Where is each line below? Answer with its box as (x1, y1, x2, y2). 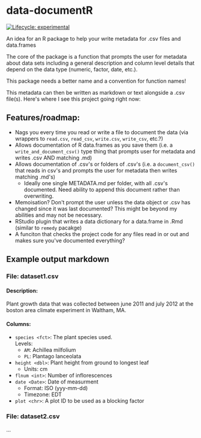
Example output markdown (6, 254, 109, 264)
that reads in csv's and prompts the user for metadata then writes (14, 167, 178, 174)
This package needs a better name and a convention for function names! (6, 77, 186, 84)
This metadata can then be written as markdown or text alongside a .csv (6, 89, 185, 96)
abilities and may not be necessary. (14, 211, 103, 219)
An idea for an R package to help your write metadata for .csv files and (6, 35, 181, 42)
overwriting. (23, 192, 54, 200)
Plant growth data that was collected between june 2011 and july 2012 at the (6, 300, 194, 307)
